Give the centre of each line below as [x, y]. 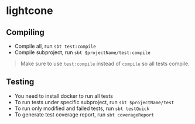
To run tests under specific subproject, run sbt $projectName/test [94, 102]
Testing [20, 82]
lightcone [30, 11]
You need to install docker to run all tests [64, 96]
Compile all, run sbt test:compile [55, 46]
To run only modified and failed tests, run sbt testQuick [82, 108]
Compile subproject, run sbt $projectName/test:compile [82, 52]
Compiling [25, 32]
